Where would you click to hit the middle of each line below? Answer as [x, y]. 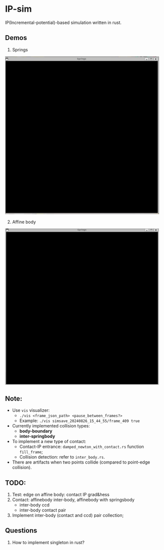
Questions [21, 531]
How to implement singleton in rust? [48, 542]
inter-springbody [37, 436]
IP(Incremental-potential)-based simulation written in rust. [63, 22]
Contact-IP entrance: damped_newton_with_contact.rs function [82, 447]
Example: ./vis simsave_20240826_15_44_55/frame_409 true [80, 421]
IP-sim [19, 9]
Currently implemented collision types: [51, 426]
